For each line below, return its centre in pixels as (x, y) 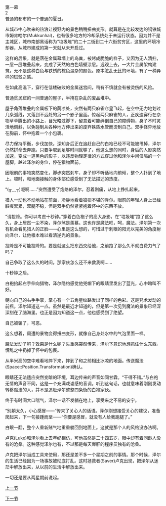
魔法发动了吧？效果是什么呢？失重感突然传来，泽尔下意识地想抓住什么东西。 (83, 344)
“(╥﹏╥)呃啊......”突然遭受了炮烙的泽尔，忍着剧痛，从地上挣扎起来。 (74, 189)
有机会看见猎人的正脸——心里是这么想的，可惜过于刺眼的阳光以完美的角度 (81, 229)
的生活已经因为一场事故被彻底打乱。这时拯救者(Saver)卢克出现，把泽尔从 (80, 461)
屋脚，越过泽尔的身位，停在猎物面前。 (44, 162)
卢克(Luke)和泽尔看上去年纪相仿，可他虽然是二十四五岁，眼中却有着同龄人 (81, 438)
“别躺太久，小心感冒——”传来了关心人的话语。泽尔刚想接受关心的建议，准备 (83, 411)
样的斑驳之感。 (20, 77)
